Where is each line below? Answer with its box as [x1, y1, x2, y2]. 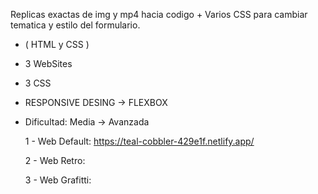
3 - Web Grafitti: [24, 174, 92, 186]
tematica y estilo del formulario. [10, 19, 141, 31]
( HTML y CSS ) [24, 39, 90, 50]
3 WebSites [24, 58, 73, 69]
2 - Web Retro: [24, 155, 86, 166]
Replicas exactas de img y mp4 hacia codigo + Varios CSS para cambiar [10, 9, 308, 20]
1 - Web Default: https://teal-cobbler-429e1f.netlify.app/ [24, 135, 255, 147]
